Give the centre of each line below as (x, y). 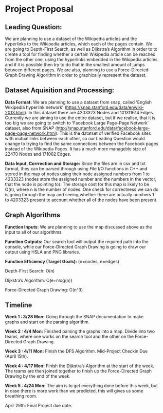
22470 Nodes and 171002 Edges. (38, 154)
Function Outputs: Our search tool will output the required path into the (77, 241)
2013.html (15, 112)
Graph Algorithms (33, 215)
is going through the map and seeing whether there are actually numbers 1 (80, 194)
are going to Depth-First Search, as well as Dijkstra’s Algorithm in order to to (81, 49)
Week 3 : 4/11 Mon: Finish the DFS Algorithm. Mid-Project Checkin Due (76, 351)
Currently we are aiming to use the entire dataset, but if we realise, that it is (80, 118)
